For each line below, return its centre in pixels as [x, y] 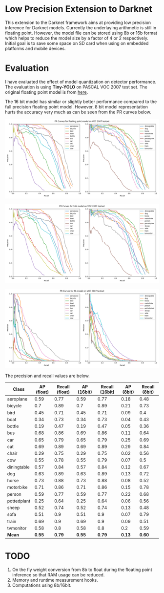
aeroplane [17, 399]
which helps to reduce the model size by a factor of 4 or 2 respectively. [77, 38]
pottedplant [19, 501]
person [14, 494]
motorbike [17, 487]
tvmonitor [17, 528]
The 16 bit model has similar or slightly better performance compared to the [81, 102]
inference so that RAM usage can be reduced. [58, 574]
